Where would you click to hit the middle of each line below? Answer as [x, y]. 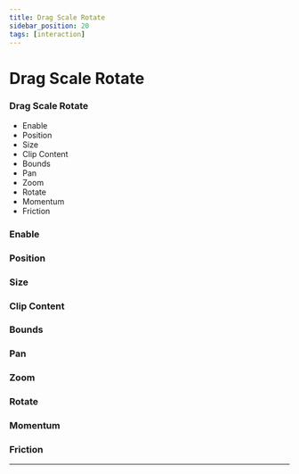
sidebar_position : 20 [49, 26]
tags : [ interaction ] [48, 34]
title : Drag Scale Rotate [57, 17]
